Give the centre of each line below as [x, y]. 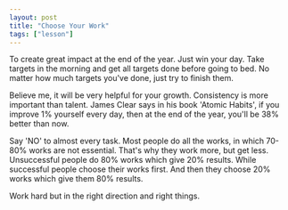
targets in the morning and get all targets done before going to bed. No [140, 69]
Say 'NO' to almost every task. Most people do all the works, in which [137, 141]
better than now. [39, 124]
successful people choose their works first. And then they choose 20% [140, 169]
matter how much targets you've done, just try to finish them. [122, 78]
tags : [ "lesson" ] [41, 34]
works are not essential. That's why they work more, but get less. [149, 150]
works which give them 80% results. [76, 179]
